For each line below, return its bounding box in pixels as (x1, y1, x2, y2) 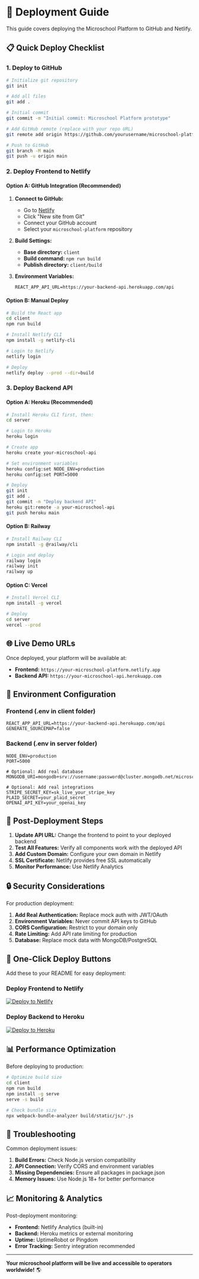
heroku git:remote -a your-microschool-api (6, 504, 115, 510)
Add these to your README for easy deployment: (6, 969, 126, 977)
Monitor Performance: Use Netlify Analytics (14, 863, 123, 870)
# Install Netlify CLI (6, 332, 62, 338)
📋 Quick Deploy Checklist (6, 43, 105, 53)
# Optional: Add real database (6, 769, 84, 775)
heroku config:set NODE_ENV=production (6, 466, 105, 472)
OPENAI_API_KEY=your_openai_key (6, 800, 86, 806)
